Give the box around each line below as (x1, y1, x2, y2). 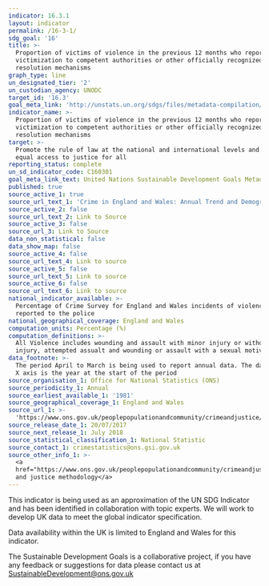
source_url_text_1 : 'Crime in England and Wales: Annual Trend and (8, 198, 239, 206)
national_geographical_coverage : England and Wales (8, 317, 184, 325)
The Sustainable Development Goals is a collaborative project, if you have (8, 552, 251, 561)
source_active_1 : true (8, 190, 84, 199)
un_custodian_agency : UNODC (8, 86, 102, 94)
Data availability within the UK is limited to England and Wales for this (8, 528, 236, 537)
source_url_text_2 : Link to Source (8, 213, 127, 221)
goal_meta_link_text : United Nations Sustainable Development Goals (8, 175, 242, 184)
